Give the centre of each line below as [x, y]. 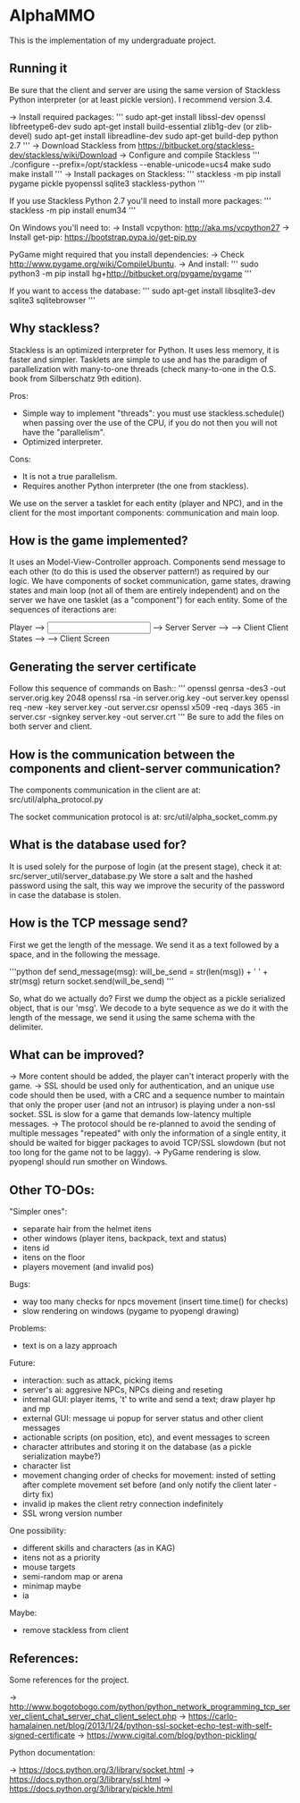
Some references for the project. [69, 1680]
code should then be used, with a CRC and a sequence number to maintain [147, 1096]
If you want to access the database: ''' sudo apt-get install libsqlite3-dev [142, 291]
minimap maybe [52, 1586]
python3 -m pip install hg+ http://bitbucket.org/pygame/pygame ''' [130, 273]
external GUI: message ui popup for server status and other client [142, 1418]
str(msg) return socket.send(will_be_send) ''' [92, 981]
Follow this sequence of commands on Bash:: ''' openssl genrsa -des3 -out [148, 689]
